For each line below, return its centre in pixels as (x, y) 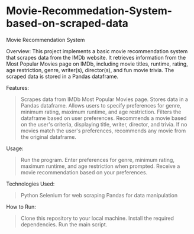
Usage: (15, 148)
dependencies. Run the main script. (64, 224)
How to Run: (21, 207)
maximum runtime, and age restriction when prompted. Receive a (100, 166)
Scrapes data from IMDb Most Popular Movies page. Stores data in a (104, 99)
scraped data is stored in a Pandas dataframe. (62, 76)
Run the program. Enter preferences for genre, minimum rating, (97, 160)
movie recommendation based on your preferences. (84, 172)
